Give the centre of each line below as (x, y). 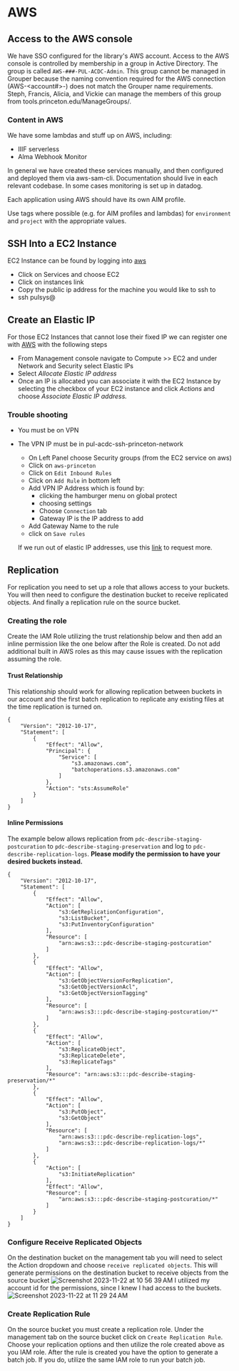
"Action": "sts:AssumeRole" (87, 788)
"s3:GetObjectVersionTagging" (103, 993)
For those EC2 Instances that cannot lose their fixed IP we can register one (117, 337)
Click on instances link (51, 282)
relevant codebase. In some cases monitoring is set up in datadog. (105, 186)
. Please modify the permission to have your (153, 854)
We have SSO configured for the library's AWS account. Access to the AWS (118, 56)
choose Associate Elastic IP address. (72, 396)
